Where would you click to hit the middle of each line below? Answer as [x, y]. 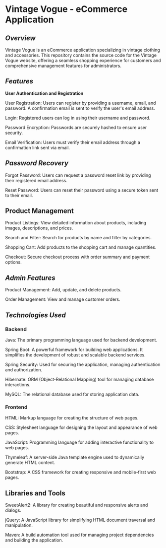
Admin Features [30, 278]
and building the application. [34, 540]
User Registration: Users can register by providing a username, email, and [81, 103]
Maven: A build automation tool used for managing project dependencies [80, 535]
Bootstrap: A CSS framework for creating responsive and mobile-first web [81, 472]
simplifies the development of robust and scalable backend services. [76, 355]
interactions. [18, 384]
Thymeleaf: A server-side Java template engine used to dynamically [75, 457]
